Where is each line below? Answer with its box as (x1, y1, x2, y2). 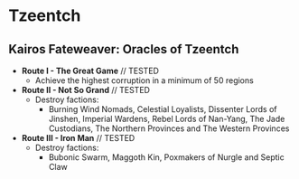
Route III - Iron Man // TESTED (21, 133, 135, 143)
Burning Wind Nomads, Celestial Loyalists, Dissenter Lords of (48, 104, 277, 114)
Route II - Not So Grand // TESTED (21, 85, 151, 95)
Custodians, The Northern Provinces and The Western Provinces (48, 123, 290, 134)
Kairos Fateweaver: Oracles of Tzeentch (8, 42, 239, 57)
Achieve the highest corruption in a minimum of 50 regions (34, 75, 254, 86)
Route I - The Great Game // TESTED (21, 65, 160, 76)
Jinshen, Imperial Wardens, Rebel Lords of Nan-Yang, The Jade (48, 114, 285, 124)
